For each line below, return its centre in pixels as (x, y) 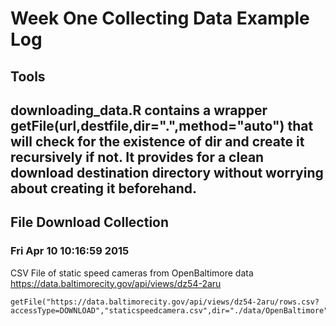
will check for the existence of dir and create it (157, 141)
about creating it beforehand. (104, 188)
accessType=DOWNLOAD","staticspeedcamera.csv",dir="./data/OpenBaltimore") (171, 310)
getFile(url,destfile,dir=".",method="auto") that (162, 125)
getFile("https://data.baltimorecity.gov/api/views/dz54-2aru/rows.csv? (165, 302)
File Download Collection (90, 222)
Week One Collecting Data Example (160, 18)
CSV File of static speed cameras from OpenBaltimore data (132, 273)
